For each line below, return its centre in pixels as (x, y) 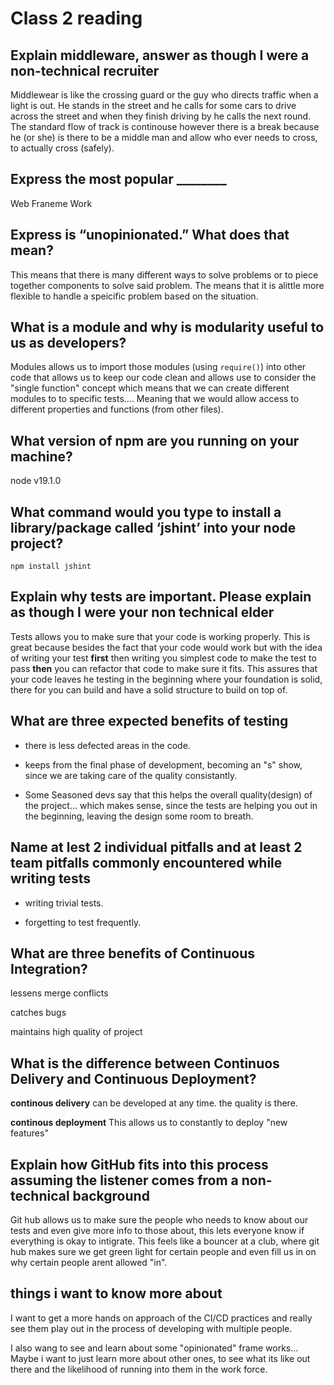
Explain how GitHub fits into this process (139, 1164)
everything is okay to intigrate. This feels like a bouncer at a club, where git (165, 1241)
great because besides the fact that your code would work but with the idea (166, 647)
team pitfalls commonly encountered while (146, 863)
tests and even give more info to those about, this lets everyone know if (157, 1230)
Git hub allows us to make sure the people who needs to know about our (159, 1219)
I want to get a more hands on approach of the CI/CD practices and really (161, 1318)
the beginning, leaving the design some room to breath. (139, 816)
